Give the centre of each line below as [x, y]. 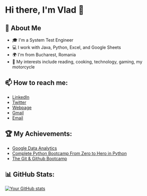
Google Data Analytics [35, 148]
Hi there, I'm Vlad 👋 [45, 10]
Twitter [19, 102]
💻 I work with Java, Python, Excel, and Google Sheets [66, 47]
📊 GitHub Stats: [30, 175]
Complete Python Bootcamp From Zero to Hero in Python [69, 153]
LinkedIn [21, 97]
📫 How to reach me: [37, 83]
